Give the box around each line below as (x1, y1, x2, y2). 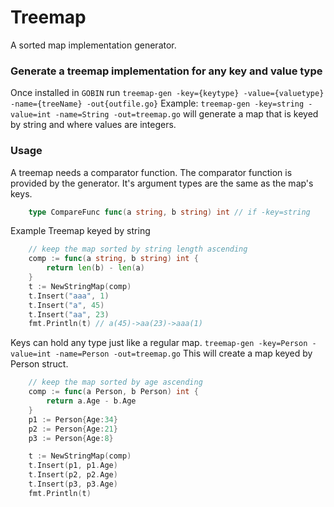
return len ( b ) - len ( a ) (46, 263, 145, 273)
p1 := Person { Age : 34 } (28, 414, 118, 425)
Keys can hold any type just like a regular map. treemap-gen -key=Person (10, 337, 308, 349)
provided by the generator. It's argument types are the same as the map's (10, 177, 314, 189)
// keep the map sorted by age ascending (28, 377, 203, 388)
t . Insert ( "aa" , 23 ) (28, 309, 110, 320)
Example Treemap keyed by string (10, 225, 151, 237)
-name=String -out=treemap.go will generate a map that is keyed (54, 108, 319, 120)
